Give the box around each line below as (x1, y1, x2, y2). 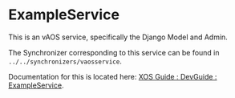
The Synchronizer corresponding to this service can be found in (8, 47, 220, 57)
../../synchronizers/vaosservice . (8, 56, 122, 66)
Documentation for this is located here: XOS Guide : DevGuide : (8, 71, 217, 81)
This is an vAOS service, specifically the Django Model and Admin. (8, 32, 229, 42)
